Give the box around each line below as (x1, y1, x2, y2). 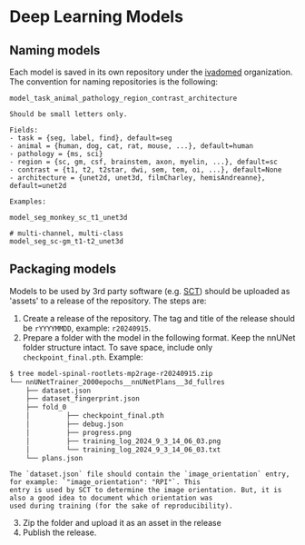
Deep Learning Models (9, 6, 184, 27)
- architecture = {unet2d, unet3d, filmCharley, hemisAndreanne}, (9, 173, 266, 183)
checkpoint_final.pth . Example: (22, 352, 143, 362)
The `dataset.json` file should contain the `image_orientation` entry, (9, 470, 290, 479)
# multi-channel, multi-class (9, 229, 124, 238)
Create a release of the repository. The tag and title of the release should (22, 312, 295, 323)
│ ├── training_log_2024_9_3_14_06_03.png (25, 436, 221, 446)
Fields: (9, 125, 39, 134)
